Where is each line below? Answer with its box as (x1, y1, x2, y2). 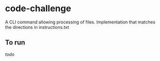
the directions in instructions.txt (5, 24, 69, 30)
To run (5, 39, 26, 47)
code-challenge (5, 3, 71, 14)
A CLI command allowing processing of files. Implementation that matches (5, 19, 156, 25)
